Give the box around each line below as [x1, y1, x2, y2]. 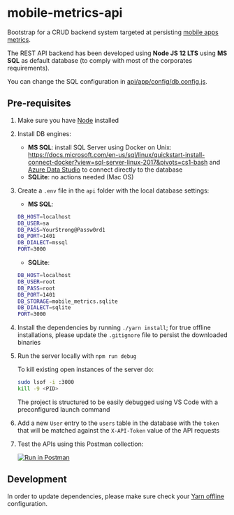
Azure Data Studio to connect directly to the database [27, 165, 183, 174]
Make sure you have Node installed [17, 116, 119, 124]
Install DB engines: [17, 129, 71, 137]
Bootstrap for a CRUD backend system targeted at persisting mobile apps [7, 28, 219, 36]
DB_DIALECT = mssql [17, 239, 68, 246]
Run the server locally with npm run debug [17, 352, 137, 360]
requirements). [7, 64, 50, 72]
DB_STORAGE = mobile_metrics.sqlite [17, 298, 118, 305]
